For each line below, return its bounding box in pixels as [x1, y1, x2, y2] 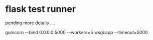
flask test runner [5, 3, 76, 15]
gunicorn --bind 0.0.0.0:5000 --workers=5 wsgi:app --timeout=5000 [5, 29, 148, 35]
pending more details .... [5, 20, 56, 26]
